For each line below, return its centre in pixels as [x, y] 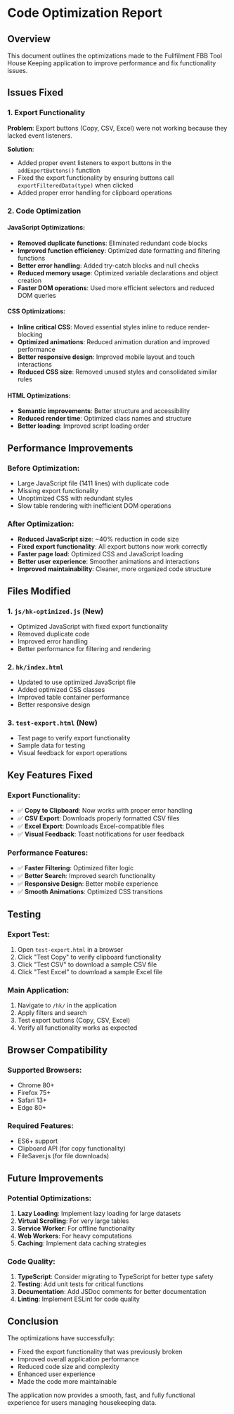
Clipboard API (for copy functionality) [72, 1148]
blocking [30, 334]
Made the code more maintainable [67, 1382]
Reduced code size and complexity [68, 1367]
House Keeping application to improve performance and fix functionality [112, 63]
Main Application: [38, 990]
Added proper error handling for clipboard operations [95, 192]
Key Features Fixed [50, 775]
